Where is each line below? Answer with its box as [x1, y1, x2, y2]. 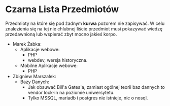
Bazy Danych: [20, 79, 50, 85]
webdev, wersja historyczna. [27, 57, 88, 63]
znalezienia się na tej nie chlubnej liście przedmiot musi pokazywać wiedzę [5, 25, 163, 31]
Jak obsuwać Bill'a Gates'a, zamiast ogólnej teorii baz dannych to [27, 84, 165, 90]
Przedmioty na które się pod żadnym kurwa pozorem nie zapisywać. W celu [5, 20, 165, 26]
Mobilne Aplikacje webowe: [20, 62, 78, 68]
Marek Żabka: [12, 41, 42, 47]
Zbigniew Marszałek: [12, 73, 57, 79]
